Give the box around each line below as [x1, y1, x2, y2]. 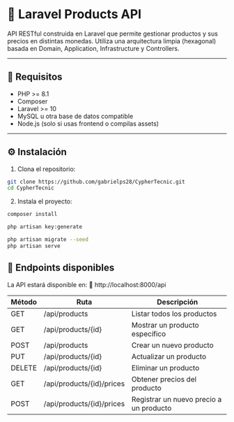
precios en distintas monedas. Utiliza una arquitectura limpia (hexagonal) [7, 36, 217, 45]
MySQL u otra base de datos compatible [17, 112, 134, 120]
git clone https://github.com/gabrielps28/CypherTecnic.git [7, 178, 186, 185]
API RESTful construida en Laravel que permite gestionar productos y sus [7, 29, 218, 38]
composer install [7, 211, 58, 218]
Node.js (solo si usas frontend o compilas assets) [17, 119, 159, 128]
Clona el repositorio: [17, 164, 76, 173]
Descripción [156, 297, 198, 307]
